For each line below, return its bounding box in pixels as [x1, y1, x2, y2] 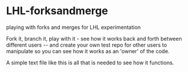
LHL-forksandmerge [6, 4, 109, 18]
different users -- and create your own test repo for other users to [6, 41, 167, 48]
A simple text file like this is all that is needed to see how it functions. [6, 59, 174, 66]
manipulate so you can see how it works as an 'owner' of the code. [6, 47, 170, 54]
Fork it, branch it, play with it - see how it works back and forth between [6, 35, 182, 42]
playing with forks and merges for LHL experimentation [6, 24, 141, 31]
